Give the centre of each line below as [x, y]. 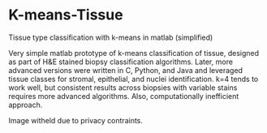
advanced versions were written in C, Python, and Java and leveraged [126, 70]
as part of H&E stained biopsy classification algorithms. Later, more [121, 62]
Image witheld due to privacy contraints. [76, 120]
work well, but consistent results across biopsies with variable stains [123, 88]
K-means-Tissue [66, 15]
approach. [26, 105]
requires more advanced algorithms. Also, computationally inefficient [124, 96]
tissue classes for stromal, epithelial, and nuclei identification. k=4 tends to [133, 79]
